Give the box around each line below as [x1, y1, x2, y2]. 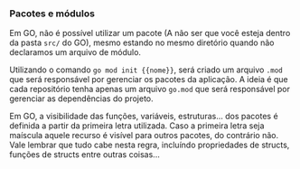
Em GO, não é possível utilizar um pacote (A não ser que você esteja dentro [9, 28, 291, 39]
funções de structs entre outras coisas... [9, 149, 160, 160]
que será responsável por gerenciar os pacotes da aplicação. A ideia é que [9, 74, 288, 85]
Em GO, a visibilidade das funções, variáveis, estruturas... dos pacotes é [9, 111, 278, 122]
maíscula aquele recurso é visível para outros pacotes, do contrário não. [9, 130, 278, 141]
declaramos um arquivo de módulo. [9, 47, 142, 58]
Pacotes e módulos [9, 7, 95, 20]
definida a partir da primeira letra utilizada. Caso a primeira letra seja [9, 120, 265, 131]
